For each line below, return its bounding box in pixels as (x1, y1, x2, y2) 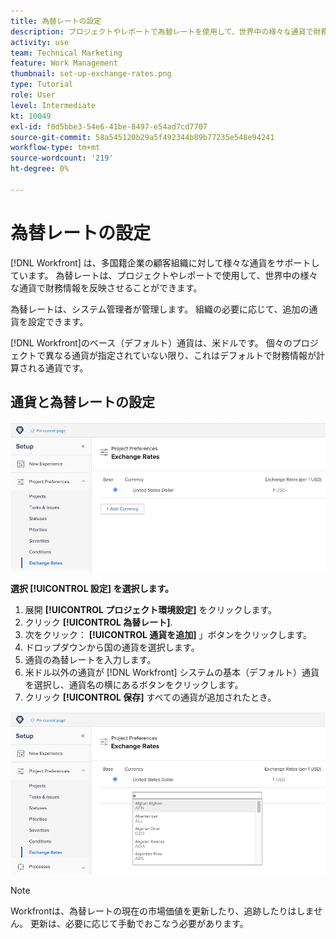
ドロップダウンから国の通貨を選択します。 (24, 641, 200, 653)
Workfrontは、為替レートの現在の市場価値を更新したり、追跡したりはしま (10, 905, 315, 917)
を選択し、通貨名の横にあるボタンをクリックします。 (24, 678, 244, 690)
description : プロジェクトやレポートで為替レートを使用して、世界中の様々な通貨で (10, 26, 314, 37)
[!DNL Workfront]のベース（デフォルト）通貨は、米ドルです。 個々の (10, 336, 293, 349)
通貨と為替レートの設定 (10, 394, 155, 411)
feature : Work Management (10, 58, 118, 69)
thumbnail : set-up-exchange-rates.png (10, 69, 172, 79)
